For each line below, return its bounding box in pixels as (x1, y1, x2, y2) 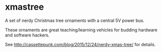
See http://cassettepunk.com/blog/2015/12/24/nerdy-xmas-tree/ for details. (5, 41, 156, 47)
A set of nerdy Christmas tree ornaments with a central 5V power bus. (5, 17, 145, 23)
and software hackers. (5, 32, 50, 38)
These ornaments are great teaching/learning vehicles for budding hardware (5, 27, 158, 33)
